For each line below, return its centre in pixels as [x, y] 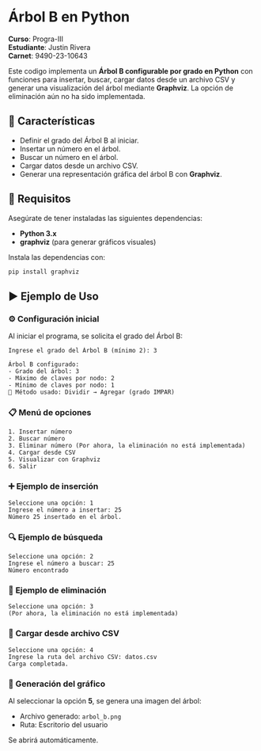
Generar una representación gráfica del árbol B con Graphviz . [121, 173]
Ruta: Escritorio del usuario [64, 724]
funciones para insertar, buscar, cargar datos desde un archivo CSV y [122, 79]
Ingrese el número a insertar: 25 [65, 510]
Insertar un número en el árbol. [70, 149]
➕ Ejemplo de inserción [53, 486]
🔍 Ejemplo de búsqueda [55, 537]
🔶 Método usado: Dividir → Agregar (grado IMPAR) [92, 392]
